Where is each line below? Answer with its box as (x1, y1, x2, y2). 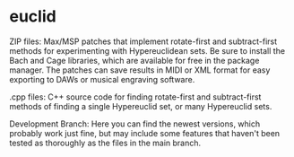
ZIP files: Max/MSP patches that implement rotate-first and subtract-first (9, 36, 278, 47)
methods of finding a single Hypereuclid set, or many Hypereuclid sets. (9, 100, 272, 111)
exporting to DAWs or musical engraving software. (9, 74, 195, 84)
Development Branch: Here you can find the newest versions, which (9, 118, 261, 129)
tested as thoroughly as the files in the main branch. (9, 137, 202, 148)
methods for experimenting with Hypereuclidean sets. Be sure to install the (9, 45, 285, 56)
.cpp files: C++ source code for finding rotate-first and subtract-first (9, 92, 262, 102)
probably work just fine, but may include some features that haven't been (9, 127, 281, 138)
